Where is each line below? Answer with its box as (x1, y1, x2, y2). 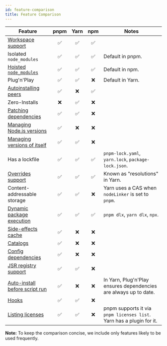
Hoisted (7, 63, 26, 70)
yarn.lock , (103, 156, 128, 163)
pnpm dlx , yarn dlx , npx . (103, 211, 159, 218)
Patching (7, 107, 29, 114)
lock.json (103, 163, 127, 169)
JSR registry (7, 262, 36, 269)
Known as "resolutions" (103, 170, 159, 177)
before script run (7, 285, 47, 292)
